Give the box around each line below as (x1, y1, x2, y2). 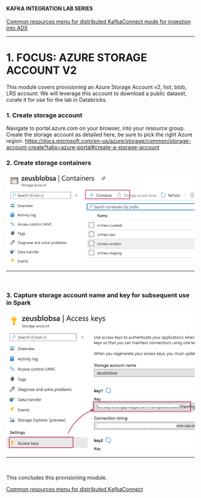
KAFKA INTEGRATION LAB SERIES (6, 5, 93, 12)
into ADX (6, 25, 28, 32)
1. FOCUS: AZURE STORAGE (6, 51, 148, 65)
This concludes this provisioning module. (6, 474, 108, 481)
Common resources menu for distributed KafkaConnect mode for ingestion (6, 18, 191, 25)
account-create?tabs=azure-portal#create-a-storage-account (6, 144, 160, 151)
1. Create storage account (6, 111, 83, 120)
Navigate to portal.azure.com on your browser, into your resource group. (6, 124, 185, 132)
